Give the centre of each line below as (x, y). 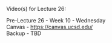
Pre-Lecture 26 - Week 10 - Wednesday (56, 20)
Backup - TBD (24, 33)
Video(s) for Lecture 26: (36, 9)
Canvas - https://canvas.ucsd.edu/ (50, 27)
